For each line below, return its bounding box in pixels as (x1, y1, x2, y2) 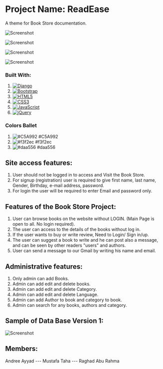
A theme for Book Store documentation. (5, 20, 87, 26)
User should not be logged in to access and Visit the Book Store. (12, 172, 146, 178)
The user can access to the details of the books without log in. (12, 227, 141, 233)
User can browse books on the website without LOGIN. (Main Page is (12, 216, 155, 222)
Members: (5, 344, 38, 353)
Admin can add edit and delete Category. (12, 286, 97, 292)
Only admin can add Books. (12, 275, 69, 281)
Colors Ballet (5, 122, 37, 129)
